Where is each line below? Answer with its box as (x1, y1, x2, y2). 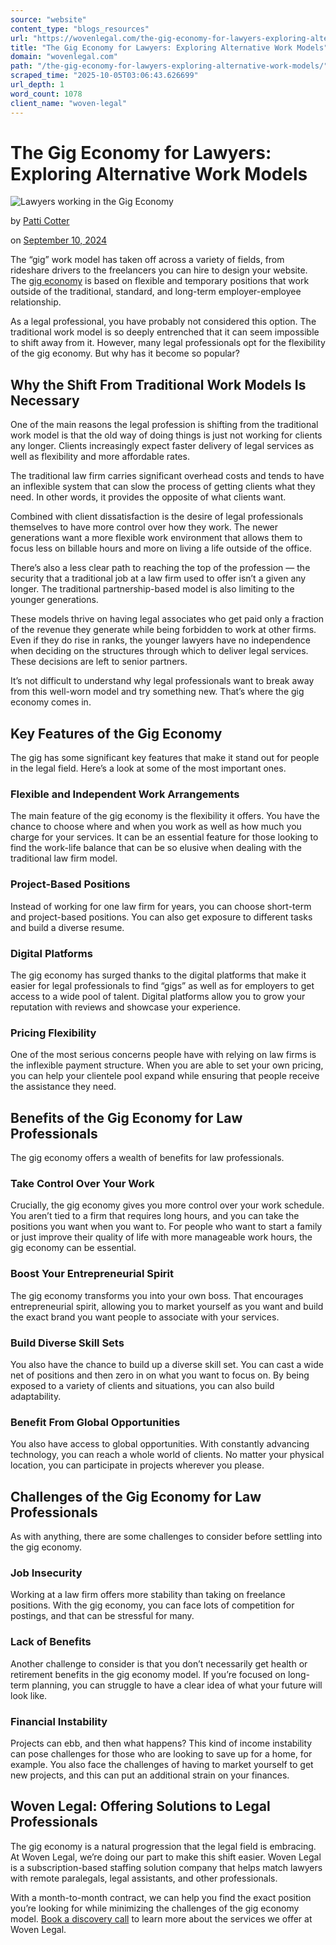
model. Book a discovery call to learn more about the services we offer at (10, 1912, 313, 1925)
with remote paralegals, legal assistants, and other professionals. (10, 1872, 278, 1884)
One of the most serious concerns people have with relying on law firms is (10, 1049, 317, 1061)
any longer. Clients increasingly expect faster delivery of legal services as (10, 440, 315, 452)
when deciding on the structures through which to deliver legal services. (10, 645, 309, 657)
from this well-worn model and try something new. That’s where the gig (10, 686, 305, 698)
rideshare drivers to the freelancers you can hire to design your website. (10, 264, 308, 276)
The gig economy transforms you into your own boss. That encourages (10, 1289, 304, 1301)
